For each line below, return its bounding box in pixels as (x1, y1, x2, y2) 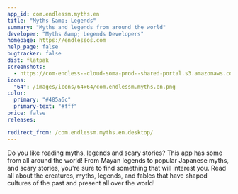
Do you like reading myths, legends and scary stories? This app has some (7, 149, 223, 157)
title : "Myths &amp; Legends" (7, 17, 97, 24)
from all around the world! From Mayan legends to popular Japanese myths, (7, 156, 229, 164)
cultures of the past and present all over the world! (7, 178, 155, 187)
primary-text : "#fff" (13, 103, 78, 110)
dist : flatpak (7, 57, 50, 64)
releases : (7, 116, 37, 123)
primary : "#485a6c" (13, 97, 72, 104)
